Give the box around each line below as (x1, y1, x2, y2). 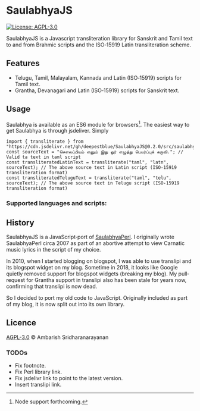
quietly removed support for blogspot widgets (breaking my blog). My (6, 270, 177, 277)
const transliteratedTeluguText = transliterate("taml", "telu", (6, 175, 171, 181)
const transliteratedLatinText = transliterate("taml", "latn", (6, 159, 169, 165)
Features (6, 58, 40, 68)
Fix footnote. (14, 362, 46, 369)
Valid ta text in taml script (6, 154, 82, 161)
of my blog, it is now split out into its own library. (6, 300, 125, 308)
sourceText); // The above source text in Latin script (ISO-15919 (6, 165, 177, 171)
